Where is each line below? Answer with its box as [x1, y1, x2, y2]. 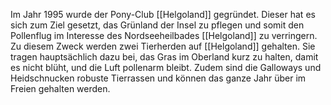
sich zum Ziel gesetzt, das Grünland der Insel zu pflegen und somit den [10, 19, 305, 31]
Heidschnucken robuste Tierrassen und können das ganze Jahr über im [10, 72, 307, 84]
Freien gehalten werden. [10, 83, 111, 94]
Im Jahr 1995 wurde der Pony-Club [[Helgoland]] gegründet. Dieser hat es [10, 9, 316, 20]
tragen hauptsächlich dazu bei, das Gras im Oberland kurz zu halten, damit [10, 51, 319, 63]
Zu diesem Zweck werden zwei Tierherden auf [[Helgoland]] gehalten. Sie [10, 40, 316, 52]
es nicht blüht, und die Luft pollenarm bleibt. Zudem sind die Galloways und [10, 62, 322, 73]
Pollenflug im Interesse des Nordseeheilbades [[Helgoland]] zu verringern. [10, 30, 318, 41]
